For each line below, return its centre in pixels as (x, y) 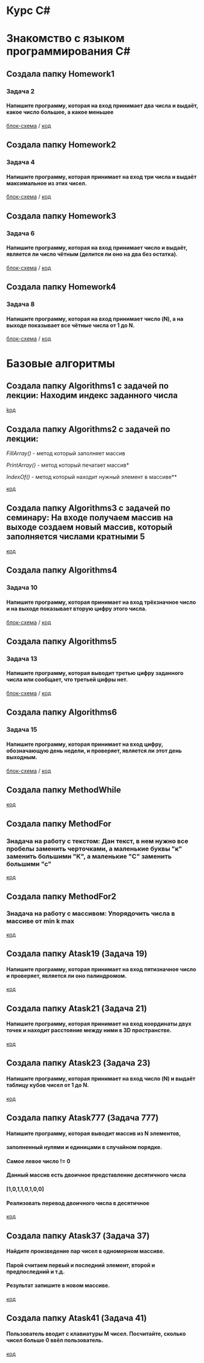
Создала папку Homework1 (60, 74)
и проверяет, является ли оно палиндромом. (66, 975)
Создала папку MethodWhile (64, 790)
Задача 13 (22, 659)
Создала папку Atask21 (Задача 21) (77, 1008)
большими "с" (29, 864)
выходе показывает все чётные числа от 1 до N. (71, 325)
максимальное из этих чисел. (47, 183)
